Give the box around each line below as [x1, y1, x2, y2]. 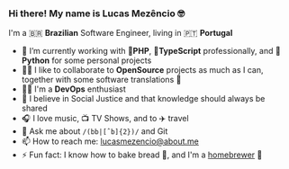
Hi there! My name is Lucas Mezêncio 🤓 [8, 7, 185, 20]
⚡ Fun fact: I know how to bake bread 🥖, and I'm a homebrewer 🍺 [21, 149, 263, 160]
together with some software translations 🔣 [21, 75, 182, 85]
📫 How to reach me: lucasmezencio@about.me [21, 136, 200, 147]
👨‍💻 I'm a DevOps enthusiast [21, 84, 127, 94]
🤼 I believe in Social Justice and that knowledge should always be [21, 93, 266, 104]
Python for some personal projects [21, 55, 152, 66]
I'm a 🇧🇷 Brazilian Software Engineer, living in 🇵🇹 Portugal [8, 28, 233, 39]
